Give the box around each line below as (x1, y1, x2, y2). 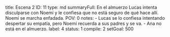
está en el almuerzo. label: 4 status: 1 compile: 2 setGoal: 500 (5, 26, 133, 32)
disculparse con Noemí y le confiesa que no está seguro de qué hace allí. (5, 10, 159, 16)
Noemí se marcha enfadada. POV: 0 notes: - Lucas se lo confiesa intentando (5, 15, 165, 21)
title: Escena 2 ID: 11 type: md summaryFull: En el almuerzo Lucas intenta (5, 5, 157, 10)
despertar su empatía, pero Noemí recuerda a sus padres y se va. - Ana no (5, 20, 162, 26)
